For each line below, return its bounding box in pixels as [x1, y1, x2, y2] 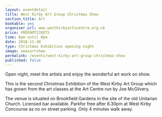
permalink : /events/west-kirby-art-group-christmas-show [5, 53, 125, 58]
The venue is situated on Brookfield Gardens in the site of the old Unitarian [5, 96, 158, 102]
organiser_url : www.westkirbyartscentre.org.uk [5, 26, 106, 31]
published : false [5, 58, 41, 63]
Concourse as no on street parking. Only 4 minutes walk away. [5, 106, 133, 112]
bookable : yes [5, 21, 35, 26]
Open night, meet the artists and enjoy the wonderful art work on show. [5, 71, 151, 77]
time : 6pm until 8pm [5, 35, 48, 40]
